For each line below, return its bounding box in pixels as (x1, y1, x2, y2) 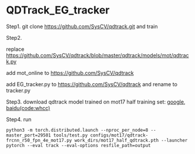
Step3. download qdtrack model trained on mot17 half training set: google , (6, 98, 186, 105)
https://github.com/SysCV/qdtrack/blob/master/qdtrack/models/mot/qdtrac (6, 52, 189, 59)
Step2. (6, 34, 22, 41)
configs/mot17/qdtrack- (90, 132, 149, 138)
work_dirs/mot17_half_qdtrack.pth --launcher (74, 137, 188, 143)
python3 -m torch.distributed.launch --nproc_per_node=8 (6, 127, 149, 133)
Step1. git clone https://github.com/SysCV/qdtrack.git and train (6, 23, 158, 30)
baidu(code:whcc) (6, 104, 51, 111)
